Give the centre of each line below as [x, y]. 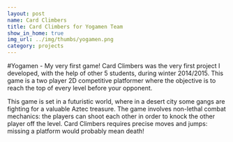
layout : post [26, 14]
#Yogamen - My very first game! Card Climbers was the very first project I [114, 66]
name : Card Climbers [37, 20]
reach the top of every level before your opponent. [80, 88]
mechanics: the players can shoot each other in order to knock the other [111, 116]
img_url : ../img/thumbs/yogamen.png [60, 40]
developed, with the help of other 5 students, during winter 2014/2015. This [115, 73]
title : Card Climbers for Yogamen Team [65, 26]
